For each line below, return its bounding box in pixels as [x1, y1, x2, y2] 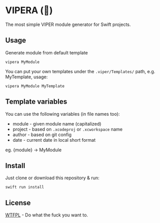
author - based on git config [12, 132, 72, 138]
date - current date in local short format [12, 137, 96, 143]
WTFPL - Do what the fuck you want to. [5, 212, 88, 218]
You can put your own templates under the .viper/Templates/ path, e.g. [5, 68, 155, 74]
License [5, 198, 31, 207]
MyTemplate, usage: [5, 74, 48, 80]
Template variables [5, 98, 68, 106]
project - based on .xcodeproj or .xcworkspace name [12, 126, 123, 132]
